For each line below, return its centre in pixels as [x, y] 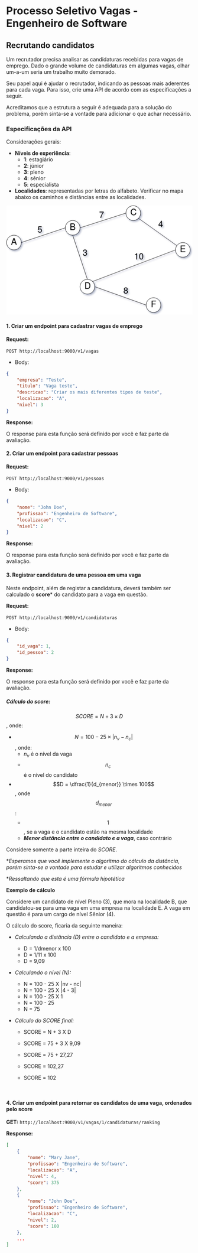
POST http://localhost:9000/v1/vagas [53, 351]
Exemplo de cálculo [31, 890]
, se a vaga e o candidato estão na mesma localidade [88, 832]
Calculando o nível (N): [43, 972]
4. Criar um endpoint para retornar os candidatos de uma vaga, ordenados [99, 1102]
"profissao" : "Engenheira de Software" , [78, 1164]
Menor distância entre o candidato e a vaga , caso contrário [98, 838]
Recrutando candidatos [50, 45]
